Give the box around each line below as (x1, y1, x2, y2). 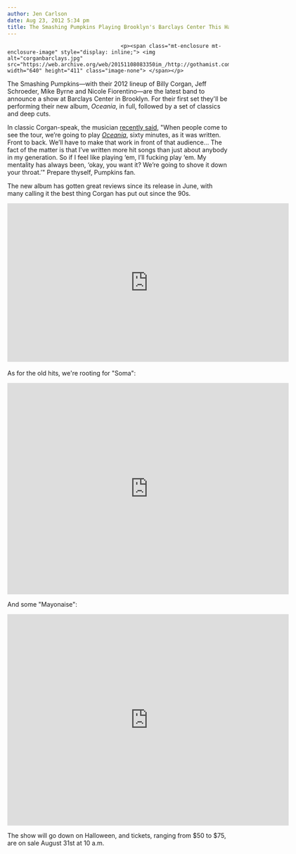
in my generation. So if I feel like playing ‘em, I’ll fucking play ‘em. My (7, 153, 207, 162)
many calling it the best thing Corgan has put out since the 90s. (7, 190, 191, 198)
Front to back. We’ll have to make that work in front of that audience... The (7, 138, 223, 147)
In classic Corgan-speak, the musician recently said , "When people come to (7, 123, 228, 132)
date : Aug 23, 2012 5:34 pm (7, 17, 90, 24)
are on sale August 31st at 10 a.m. (7, 839, 105, 848)
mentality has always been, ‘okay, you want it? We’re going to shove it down (7, 161, 227, 169)
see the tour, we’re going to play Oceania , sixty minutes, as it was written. (7, 131, 221, 140)
